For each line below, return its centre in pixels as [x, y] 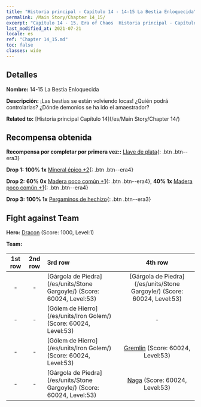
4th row [157, 262]
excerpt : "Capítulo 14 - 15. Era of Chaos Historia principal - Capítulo [101, 23]
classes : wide [24, 51]
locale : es [20, 34]
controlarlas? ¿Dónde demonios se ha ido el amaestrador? [78, 107]
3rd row [58, 262]
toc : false [20, 45]
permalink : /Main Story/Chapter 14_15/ [56, 17]
